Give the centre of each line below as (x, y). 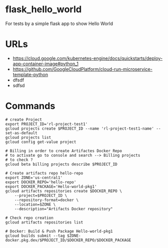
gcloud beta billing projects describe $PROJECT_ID (61, 164)
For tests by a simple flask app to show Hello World (59, 23)
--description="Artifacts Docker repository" (64, 209)
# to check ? (19, 160)
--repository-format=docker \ (47, 200)
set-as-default (21, 133)
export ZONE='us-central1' (34, 178)
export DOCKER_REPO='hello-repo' (41, 182)
